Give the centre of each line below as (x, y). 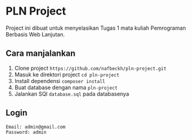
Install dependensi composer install (60, 81)
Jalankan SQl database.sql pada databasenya (72, 94)
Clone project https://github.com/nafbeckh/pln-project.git (91, 68)
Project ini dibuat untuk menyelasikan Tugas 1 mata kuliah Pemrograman (96, 28)
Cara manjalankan (41, 54)
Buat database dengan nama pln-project (66, 87)
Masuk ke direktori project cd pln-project (67, 75)
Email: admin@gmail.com (36, 127)
